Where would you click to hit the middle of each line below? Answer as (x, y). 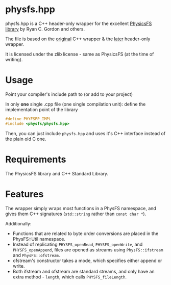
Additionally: (18, 223)
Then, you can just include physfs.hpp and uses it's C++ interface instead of (86, 133)
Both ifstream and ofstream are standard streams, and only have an (83, 271)
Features (25, 194)
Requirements (36, 159)
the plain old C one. (26, 139)
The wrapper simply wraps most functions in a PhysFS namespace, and (81, 208)
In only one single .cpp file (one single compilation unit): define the (76, 104)
